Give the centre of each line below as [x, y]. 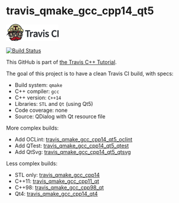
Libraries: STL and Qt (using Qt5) [54, 104]
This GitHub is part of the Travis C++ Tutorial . [61, 62]
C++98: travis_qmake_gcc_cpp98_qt [59, 187]
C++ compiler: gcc [37, 91]
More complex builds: [32, 128]
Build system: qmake [38, 85]
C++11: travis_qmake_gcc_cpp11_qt [57, 181]
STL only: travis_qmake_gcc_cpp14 [57, 175]
